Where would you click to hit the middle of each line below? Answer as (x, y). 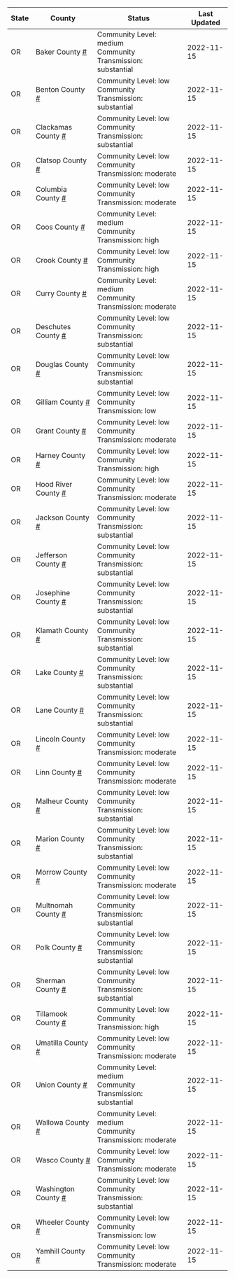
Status (139, 18)
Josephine (53, 593)
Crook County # (62, 260)
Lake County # (59, 673)
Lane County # (60, 710)
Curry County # (61, 293)
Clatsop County (61, 160)
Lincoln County (60, 739)
